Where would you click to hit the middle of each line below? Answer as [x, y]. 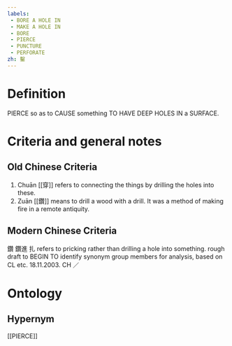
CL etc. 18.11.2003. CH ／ [43, 265]
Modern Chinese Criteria [62, 231]
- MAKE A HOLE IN [35, 27]
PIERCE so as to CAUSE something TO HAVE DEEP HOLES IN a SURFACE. [113, 113]
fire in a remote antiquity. [53, 209]
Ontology [35, 293]
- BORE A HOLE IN [35, 20]
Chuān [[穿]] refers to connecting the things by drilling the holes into [116, 185]
